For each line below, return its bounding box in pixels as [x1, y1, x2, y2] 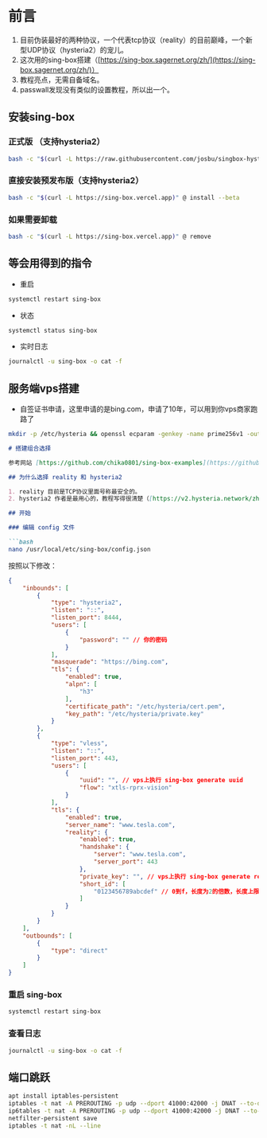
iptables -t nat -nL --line [8, 1121, 102, 1130]
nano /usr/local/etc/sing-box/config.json [8, 545, 151, 553]
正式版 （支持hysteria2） [8, 136, 105, 147]
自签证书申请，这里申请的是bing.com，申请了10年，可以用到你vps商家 [19, 404, 251, 414]
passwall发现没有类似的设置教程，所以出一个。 [19, 84, 175, 94]
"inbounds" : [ [22, 584, 69, 592]
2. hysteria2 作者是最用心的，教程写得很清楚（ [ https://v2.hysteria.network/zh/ [8, 495, 264, 503]
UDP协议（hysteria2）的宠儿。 [26, 45, 129, 54]
